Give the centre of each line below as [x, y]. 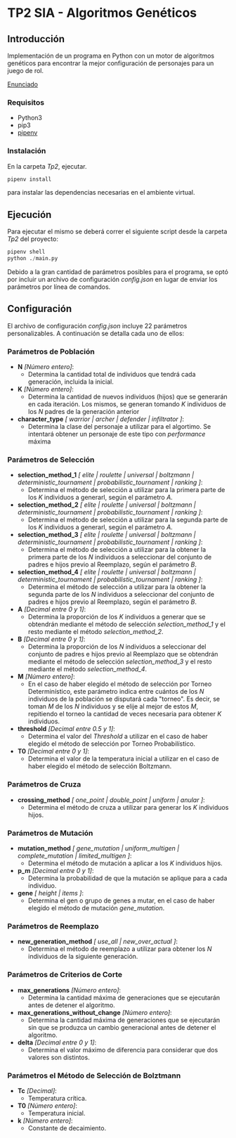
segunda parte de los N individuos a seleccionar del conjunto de [121, 595]
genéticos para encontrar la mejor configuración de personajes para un [111, 63]
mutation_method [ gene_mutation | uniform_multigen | [98, 848]
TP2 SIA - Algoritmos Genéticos [102, 13]
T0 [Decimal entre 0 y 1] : [53, 751]
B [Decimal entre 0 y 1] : [51, 639]
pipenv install [29, 179]
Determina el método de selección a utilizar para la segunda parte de [128, 520]
